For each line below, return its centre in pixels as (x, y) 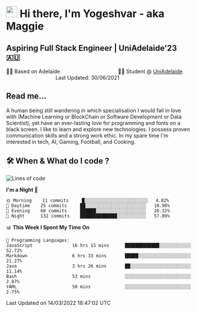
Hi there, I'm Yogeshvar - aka (92, 14)
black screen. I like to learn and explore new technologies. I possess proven (98, 129)
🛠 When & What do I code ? (58, 161)
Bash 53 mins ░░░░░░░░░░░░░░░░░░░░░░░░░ (99, 276)
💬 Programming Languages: (38, 240)
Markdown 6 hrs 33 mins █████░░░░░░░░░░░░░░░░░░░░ (99, 256)
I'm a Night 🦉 (22, 189)
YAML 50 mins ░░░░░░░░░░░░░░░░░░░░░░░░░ (99, 287)
